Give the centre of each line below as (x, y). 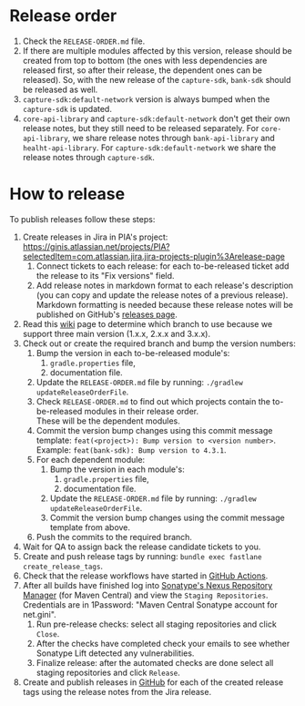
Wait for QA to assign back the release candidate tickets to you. (142, 547)
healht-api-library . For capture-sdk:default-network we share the (149, 148)
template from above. (90, 527)
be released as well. (60, 89)
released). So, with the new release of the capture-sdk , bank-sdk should (157, 79)
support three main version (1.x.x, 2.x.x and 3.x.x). (117, 333)
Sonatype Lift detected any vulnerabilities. (115, 653)
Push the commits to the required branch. (114, 537)
